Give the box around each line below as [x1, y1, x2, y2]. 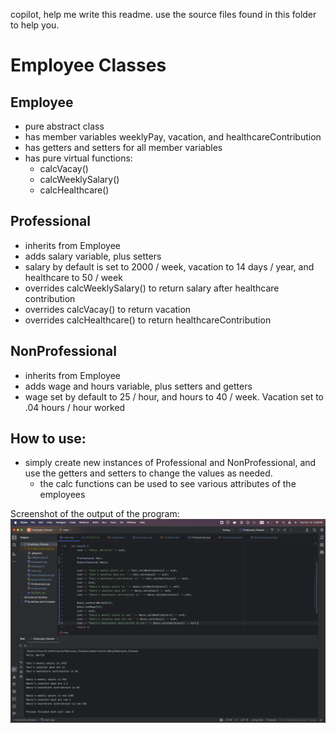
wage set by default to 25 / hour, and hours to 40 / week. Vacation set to [24, 390, 325, 403]
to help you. [10, 19, 60, 31]
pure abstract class [24, 120, 105, 132]
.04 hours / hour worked [24, 401, 126, 413]
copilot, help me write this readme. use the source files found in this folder [10, 9, 317, 20]
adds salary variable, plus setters [24, 250, 162, 262]
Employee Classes [10, 54, 167, 77]
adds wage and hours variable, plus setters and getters [24, 380, 253, 392]
